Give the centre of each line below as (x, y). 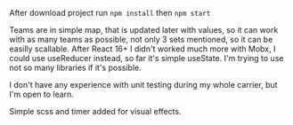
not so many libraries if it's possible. (75, 67)
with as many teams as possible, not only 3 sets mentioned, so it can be (141, 39)
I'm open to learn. (41, 94)
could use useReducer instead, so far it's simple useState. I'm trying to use (146, 58)
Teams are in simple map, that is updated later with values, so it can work (144, 30)
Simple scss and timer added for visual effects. (95, 111)
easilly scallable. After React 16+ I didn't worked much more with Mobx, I (142, 49)
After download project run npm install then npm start (110, 13)
